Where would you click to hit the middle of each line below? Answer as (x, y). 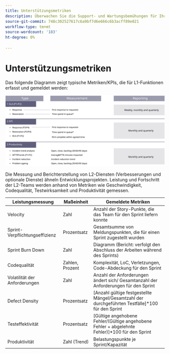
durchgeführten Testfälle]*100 (126, 303)
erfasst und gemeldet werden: (37, 88)
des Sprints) (106, 255)
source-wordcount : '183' (31, 32)
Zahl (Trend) (76, 342)
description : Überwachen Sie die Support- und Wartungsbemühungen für (81, 16)
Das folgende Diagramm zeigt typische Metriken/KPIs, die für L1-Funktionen (84, 82)
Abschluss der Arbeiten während (127, 250)
